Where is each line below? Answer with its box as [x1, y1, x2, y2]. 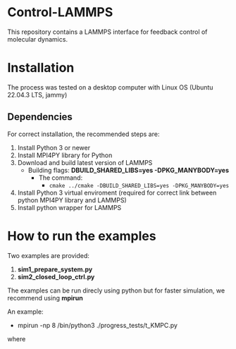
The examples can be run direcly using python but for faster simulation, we [7, 286, 225, 295]
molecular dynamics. [7, 35, 68, 43]
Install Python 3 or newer [17, 143, 90, 152]
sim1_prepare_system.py [17, 265, 93, 274]
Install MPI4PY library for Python [17, 151, 113, 159]
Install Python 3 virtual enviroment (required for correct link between [17, 188, 217, 197]
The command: [38, 173, 83, 182]
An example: [7, 307, 44, 316]
